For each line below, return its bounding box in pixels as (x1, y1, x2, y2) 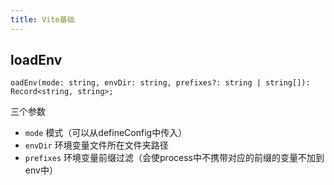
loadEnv (10, 52, 63, 69)
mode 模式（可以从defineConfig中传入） (24, 127, 188, 139)
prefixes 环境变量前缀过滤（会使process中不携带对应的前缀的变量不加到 (24, 152, 325, 164)
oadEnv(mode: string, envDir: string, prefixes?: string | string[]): (10, 78, 311, 88)
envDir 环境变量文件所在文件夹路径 (24, 139, 169, 151)
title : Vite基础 (10, 14, 75, 25)
